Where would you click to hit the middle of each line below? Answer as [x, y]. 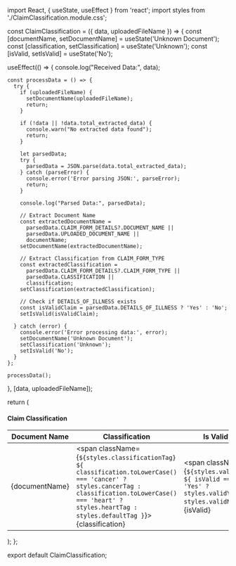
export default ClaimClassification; [57, 555]
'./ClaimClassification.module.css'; [57, 18]
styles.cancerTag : [109, 487]
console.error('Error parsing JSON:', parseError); [103, 179]
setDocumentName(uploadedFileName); [79, 98]
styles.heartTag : [107, 508]
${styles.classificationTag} [128, 458]
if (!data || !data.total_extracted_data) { [86, 123]
